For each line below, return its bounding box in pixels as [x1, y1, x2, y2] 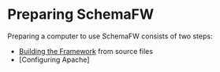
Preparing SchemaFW [7, 5, 155, 23]
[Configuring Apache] [18, 55, 90, 64]
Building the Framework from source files [18, 46, 154, 56]
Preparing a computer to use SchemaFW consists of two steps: [7, 31, 213, 41]
